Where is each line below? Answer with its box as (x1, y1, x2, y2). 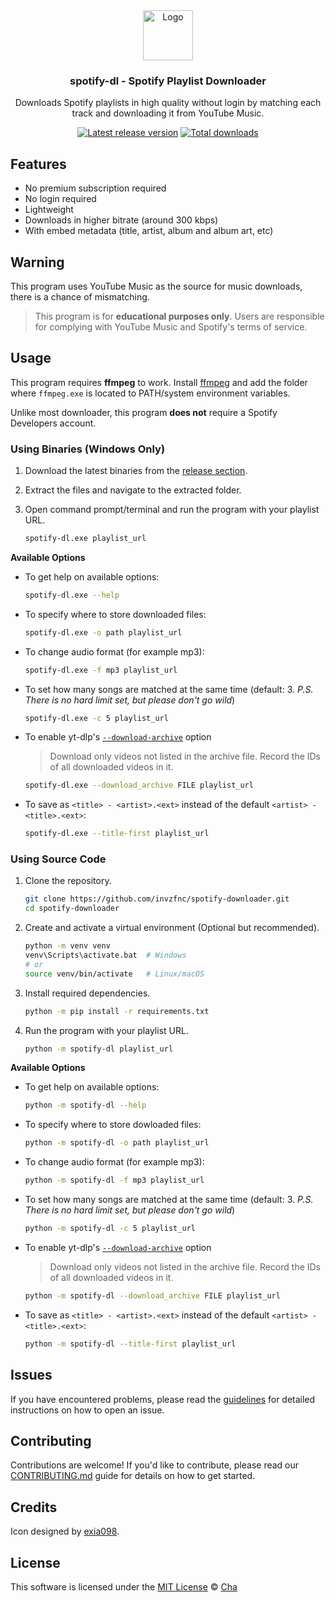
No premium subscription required (24, 182, 167, 194)
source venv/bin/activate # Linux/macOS (24, 969, 205, 979)
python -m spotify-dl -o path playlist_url (24, 1138, 210, 1148)
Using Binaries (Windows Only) (10, 442, 166, 456)
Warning (10, 254, 65, 271)
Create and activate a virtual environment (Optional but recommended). (24, 922, 320, 934)
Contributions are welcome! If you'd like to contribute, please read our (10, 1459, 300, 1471)
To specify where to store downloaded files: (24, 608, 207, 620)
